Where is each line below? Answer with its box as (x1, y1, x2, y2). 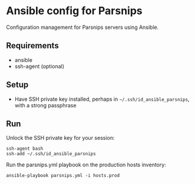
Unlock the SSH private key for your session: (6, 134, 115, 142)
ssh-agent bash (6, 146, 44, 152)
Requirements (6, 41, 59, 51)
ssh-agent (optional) (14, 63, 65, 70)
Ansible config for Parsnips (6, 4, 143, 18)
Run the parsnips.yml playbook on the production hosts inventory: (6, 161, 166, 169)
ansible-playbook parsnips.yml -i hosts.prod (6, 173, 120, 179)
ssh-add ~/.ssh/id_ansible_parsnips (6, 151, 96, 157)
